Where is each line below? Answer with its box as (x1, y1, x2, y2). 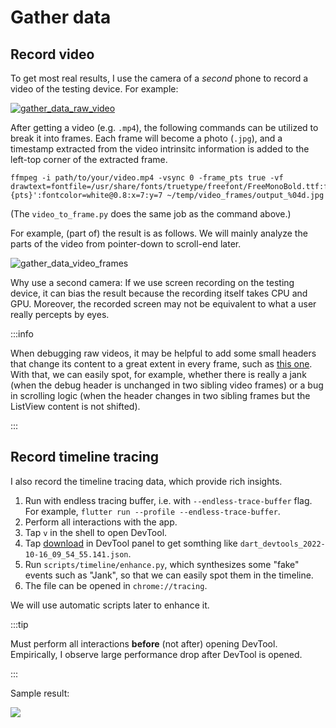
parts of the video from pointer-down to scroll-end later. (10, 238, 242, 250)
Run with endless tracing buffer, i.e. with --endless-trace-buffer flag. (24, 494, 313, 506)
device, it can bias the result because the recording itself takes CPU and (10, 287, 308, 299)
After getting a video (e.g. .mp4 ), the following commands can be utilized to (10, 122, 319, 133)
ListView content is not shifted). (10, 401, 141, 412)
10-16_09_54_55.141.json (24, 549, 129, 560)
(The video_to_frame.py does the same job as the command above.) (10, 208, 292, 220)
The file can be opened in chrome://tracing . (24, 579, 208, 591)
